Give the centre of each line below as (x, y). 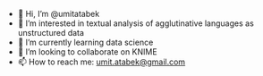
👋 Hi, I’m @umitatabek (59, 14)
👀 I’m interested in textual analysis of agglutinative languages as (136, 23)
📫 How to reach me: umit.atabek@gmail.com (102, 62)
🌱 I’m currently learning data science (85, 42)
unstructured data (51, 33)
